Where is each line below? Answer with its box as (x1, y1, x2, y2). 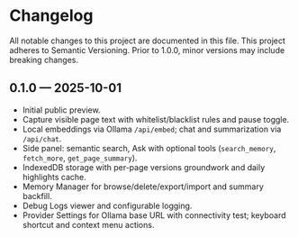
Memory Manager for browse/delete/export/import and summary (22, 181, 264, 192)
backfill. (22, 190, 52, 201)
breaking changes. (9, 54, 79, 65)
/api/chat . (22, 132, 62, 144)
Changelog (9, 5, 94, 26)
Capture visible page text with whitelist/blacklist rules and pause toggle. (22, 114, 290, 124)
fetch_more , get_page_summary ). (22, 152, 138, 163)
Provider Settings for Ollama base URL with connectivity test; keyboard (22, 209, 286, 221)
